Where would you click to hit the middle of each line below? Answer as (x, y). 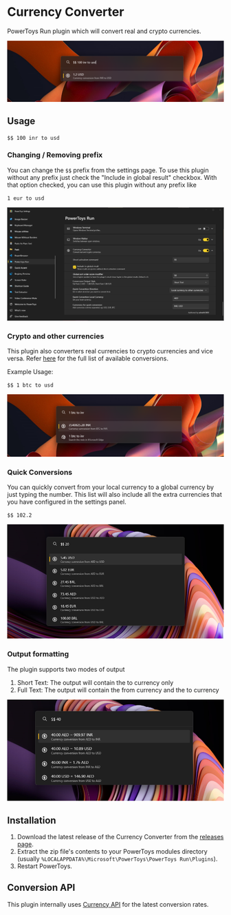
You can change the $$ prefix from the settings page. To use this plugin (108, 170)
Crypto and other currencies (56, 336)
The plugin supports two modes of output (66, 669)
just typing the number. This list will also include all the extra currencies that (114, 494)
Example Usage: (30, 372)
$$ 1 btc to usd (30, 385)
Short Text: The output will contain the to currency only (95, 682)
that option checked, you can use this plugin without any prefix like (102, 185)
